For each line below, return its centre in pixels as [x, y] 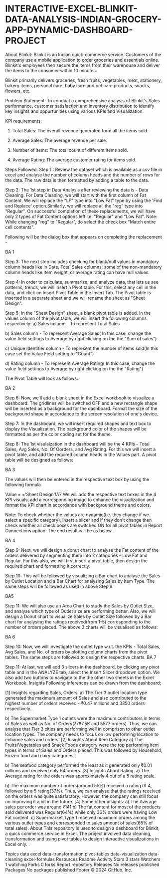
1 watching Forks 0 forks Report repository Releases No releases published [82, 864]
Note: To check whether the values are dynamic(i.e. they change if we [77, 515]
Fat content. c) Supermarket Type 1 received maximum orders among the [80, 817]
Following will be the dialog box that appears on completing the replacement [83, 237]
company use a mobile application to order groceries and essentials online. [82, 60]
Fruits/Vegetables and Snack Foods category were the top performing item [82, 745]
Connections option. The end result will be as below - [60, 530]
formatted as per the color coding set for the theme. [59, 434]
